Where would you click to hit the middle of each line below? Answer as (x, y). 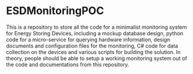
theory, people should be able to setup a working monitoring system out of (96, 58)
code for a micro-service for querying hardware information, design (88, 39)
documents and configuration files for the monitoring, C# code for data (92, 46)
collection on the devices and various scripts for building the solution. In (94, 52)
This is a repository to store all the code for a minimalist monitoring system (96, 27)
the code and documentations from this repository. (68, 64)
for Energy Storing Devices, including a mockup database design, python (95, 33)
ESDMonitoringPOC (55, 11)
